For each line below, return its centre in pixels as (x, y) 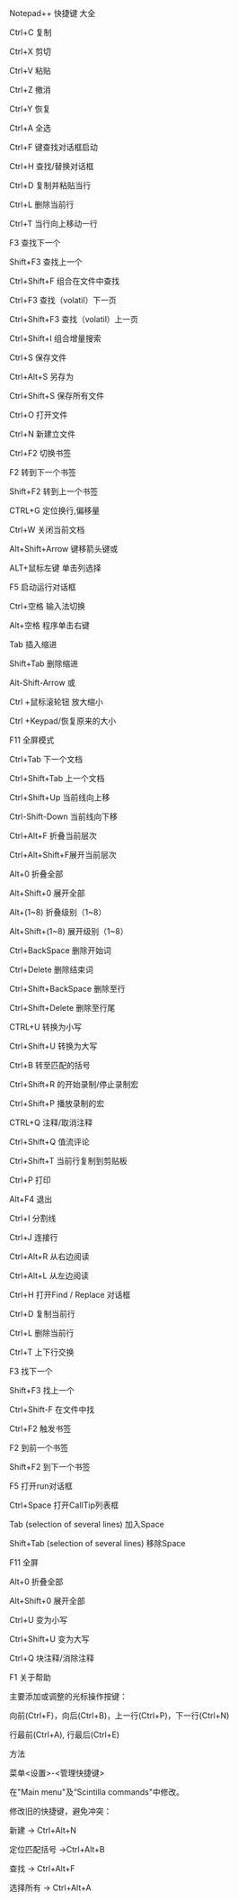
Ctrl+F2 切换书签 (40, 453)
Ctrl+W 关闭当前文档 (47, 530)
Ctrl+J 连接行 (34, 1237)
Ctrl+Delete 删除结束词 (52, 969)
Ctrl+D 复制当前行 (42, 1314)
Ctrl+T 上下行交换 (42, 1352)
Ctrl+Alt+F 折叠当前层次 (53, 836)
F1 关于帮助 (30, 1677)
